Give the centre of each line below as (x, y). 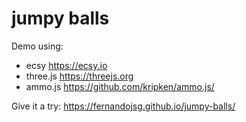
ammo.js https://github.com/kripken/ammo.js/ (120, 86)
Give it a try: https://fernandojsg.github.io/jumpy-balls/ (123, 106)
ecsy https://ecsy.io (66, 65)
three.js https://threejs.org (79, 76)
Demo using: (37, 46)
